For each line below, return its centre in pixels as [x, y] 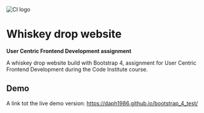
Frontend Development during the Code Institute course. [77, 69]
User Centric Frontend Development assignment [69, 51]
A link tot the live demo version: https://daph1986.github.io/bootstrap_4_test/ [102, 103]
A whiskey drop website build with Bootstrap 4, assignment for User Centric [101, 63]
